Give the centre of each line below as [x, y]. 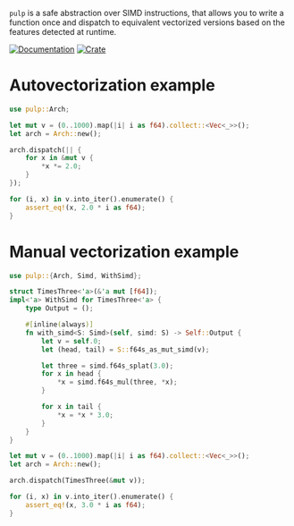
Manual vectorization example [124, 252]
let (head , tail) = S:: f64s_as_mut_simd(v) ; [126, 349]
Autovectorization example [113, 85]
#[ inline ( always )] [59, 325]
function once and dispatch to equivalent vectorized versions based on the [147, 22]
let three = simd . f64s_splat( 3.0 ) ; [108, 366]
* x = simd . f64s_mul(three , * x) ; [117, 382]
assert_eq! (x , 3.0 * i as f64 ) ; [85, 505]
